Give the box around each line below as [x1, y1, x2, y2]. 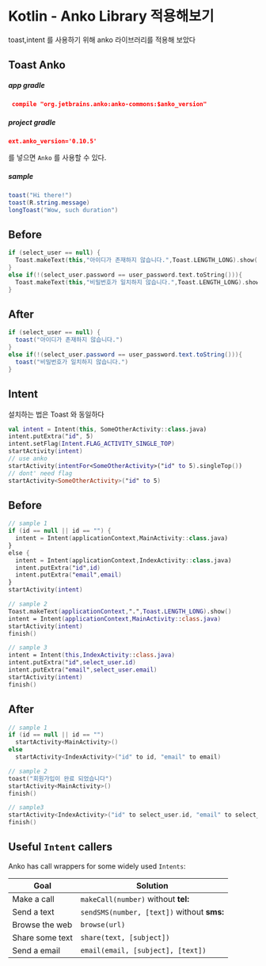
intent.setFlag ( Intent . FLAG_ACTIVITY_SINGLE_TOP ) [8, 440, 176, 448]
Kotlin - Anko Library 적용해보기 [8, 7, 215, 25]
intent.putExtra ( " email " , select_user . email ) [8, 666, 158, 674]
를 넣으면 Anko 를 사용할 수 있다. [8, 153, 107, 162]
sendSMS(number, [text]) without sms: [80, 906, 224, 917]
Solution [135, 880, 169, 891]
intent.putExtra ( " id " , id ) [15, 564, 101, 572]
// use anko [8, 454, 47, 463]
